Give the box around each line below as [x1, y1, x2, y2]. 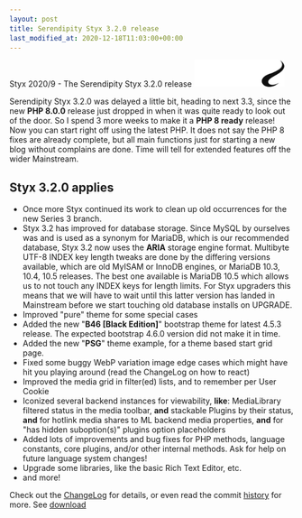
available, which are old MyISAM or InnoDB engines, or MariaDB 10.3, [22, 262, 280, 273]
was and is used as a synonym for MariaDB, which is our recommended [22, 233, 289, 244]
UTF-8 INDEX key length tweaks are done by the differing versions [22, 252, 270, 263]
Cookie [22, 386, 50, 397]
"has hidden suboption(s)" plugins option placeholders [22, 424, 226, 435]
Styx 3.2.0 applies [9, 180, 114, 195]
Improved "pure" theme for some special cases [22, 310, 198, 320]
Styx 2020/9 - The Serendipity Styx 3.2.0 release [9, 79, 192, 89]
